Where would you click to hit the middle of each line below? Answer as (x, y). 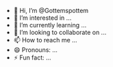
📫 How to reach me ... (45, 40)
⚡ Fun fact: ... (32, 57)
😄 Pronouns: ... (36, 50)
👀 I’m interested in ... (42, 18)
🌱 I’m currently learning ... (50, 25)
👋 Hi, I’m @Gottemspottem (51, 11)
